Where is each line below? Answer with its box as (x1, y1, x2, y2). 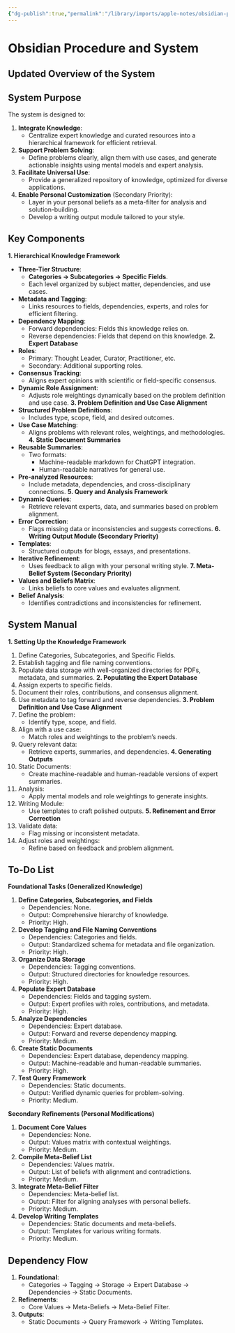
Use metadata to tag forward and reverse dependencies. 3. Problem (17, 695, 215, 703)
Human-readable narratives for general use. (38, 465, 166, 473)
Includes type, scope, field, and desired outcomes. (28, 413, 175, 422)
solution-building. (28, 205, 79, 214)
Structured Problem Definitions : (17, 405, 113, 414)
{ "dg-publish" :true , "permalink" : (8, 10, 105, 17)
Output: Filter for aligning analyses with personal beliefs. (28, 1198, 191, 1206)
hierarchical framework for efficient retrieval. (28, 139, 158, 147)
